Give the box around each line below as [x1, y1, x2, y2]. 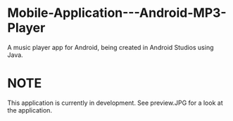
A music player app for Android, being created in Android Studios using [7, 43, 214, 51]
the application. [7, 106, 53, 114]
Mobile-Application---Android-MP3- [7, 5, 227, 21]
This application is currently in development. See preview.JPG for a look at [7, 98, 223, 107]
